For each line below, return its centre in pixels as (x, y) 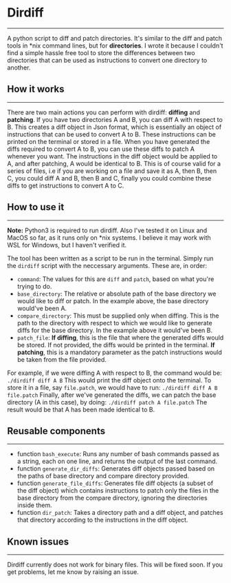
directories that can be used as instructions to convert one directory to (107, 60)
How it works (36, 89)
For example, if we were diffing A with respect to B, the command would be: (114, 373)
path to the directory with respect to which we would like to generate (114, 323)
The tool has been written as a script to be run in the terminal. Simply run (110, 258)
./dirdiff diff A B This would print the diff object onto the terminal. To (109, 380)
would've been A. (42, 308)
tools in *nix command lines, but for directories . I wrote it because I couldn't (115, 45)
